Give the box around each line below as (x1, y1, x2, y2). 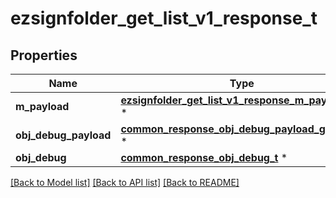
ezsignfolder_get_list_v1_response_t (10, 7, 318, 30)
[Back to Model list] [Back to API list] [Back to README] (10, 177, 240, 188)
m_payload (15, 100, 70, 113)
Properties (10, 47, 78, 64)
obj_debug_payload (15, 128, 112, 142)
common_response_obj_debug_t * (120, 151, 288, 164)
